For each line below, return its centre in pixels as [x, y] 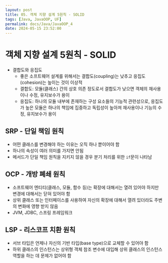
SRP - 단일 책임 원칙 [35, 131]
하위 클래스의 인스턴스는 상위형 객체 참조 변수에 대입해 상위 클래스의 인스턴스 [88, 249]
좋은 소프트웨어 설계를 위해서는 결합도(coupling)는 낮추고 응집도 [83, 76]
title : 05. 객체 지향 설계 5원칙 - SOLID [45, 15]
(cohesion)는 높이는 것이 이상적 [51, 82]
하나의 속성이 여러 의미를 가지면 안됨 [48, 150]
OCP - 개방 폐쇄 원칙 [35, 174]
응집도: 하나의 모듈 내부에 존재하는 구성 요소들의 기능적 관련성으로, [85, 102]
